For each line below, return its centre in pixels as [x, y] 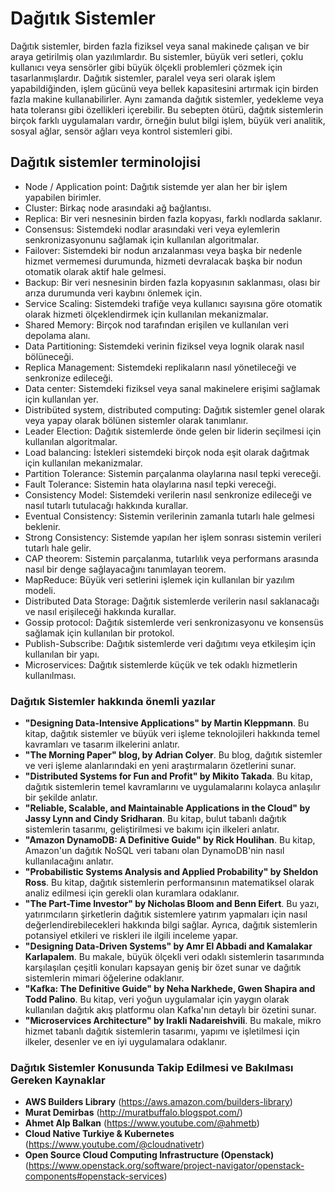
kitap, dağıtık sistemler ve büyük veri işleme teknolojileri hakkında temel [172, 734]
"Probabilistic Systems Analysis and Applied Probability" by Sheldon [171, 872]
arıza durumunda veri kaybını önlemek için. [113, 293]
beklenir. [42, 526]
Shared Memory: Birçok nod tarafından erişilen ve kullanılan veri [156, 324]
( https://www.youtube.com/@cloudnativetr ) [114, 1144]
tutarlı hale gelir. [58, 548]
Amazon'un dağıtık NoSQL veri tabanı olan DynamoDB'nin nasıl [154, 851]
